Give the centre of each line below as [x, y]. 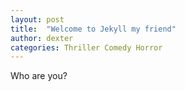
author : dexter [42, 38]
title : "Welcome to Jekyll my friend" [93, 29]
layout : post [37, 19]
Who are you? [39, 76]
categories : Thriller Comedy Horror [86, 47]
